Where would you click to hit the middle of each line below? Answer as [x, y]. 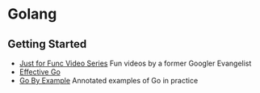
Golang [32, 14]
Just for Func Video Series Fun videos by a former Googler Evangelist [135, 63]
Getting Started [47, 44]
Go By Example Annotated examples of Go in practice [109, 80]
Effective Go [40, 72]
